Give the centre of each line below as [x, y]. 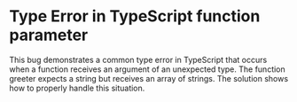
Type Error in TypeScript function [135, 16]
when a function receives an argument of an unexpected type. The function [147, 69]
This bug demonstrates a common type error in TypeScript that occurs [138, 59]
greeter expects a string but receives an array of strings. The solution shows [149, 78]
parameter [49, 35]
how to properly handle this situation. [77, 88]
